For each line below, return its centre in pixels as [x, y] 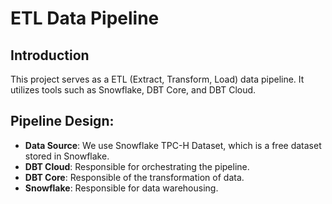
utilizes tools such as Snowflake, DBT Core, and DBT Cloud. [133, 90]
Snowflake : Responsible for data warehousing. [121, 188]
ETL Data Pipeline [85, 18]
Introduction [50, 55]
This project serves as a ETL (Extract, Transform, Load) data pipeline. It [157, 79]
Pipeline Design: [62, 121]
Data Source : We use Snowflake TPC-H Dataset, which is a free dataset [173, 145]
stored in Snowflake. [67, 156]
